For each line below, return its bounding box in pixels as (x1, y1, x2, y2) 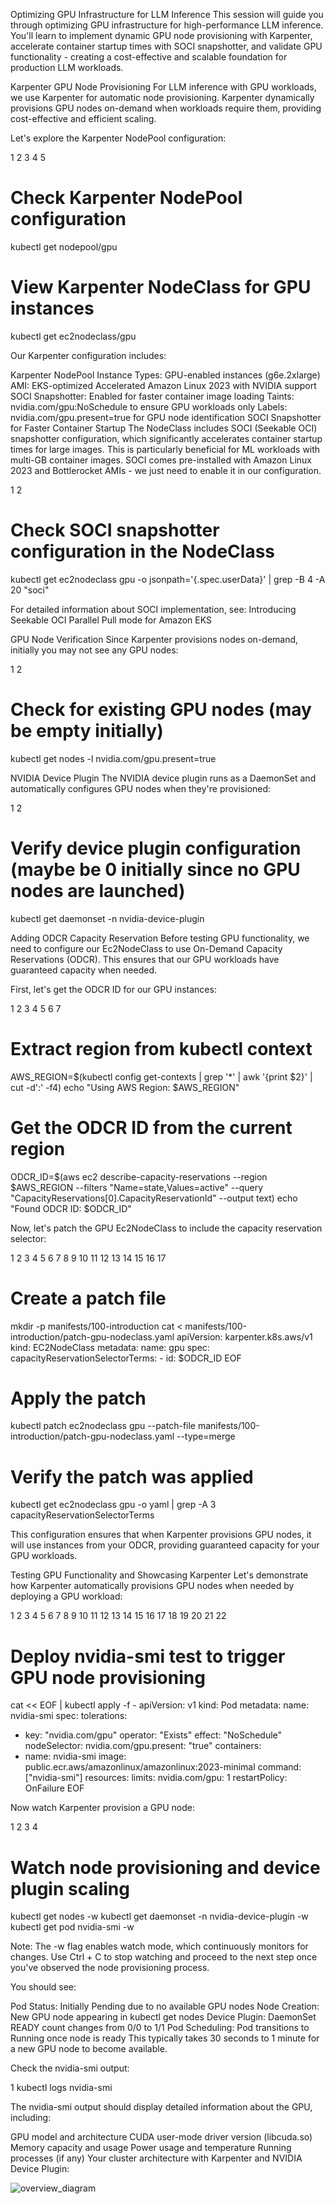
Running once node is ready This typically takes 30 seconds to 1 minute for (10, 2032, 320, 2044)
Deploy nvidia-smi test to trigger (10, 1645, 286, 1668)
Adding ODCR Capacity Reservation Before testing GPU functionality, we (10, 932, 310, 944)
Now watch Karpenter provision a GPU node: (10, 1802, 195, 1814)
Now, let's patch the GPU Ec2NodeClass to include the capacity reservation (10, 1222, 323, 1234)
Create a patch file (10, 1287, 167, 1309)
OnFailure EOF (24, 1782, 85, 1794)
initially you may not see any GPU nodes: (10, 644, 179, 656)
